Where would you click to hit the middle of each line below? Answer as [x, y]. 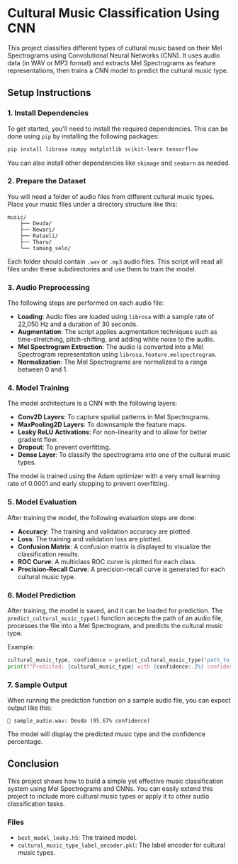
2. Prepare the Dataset [47, 181]
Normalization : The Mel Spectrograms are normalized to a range [112, 362]
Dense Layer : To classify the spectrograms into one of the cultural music [124, 455]
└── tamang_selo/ [46, 248]
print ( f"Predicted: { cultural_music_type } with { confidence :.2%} [106, 666]
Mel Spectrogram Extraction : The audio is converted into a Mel [110, 347]
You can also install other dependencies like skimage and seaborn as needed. [119, 163]
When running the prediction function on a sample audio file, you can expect [119, 701]
